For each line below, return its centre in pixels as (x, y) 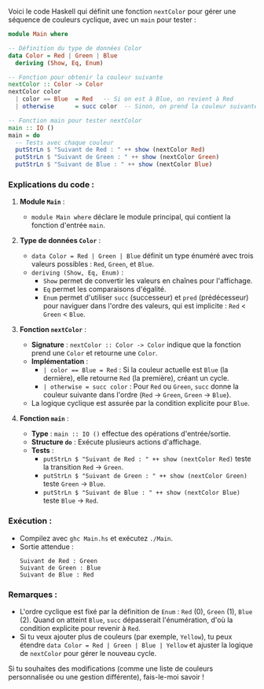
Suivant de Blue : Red (57, 575)
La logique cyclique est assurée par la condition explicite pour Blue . (140, 403)
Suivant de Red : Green (59, 561)
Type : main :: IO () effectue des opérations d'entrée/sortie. (131, 434)
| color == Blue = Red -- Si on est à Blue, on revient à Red (125, 99)
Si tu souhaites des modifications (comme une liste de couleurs (111, 669)
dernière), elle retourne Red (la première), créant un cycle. (136, 378)
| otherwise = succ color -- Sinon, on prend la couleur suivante (137, 106)
